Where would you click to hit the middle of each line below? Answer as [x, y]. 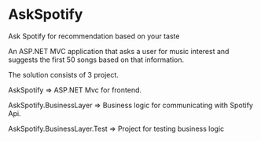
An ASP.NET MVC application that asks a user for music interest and [119, 51]
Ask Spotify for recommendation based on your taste [94, 36]
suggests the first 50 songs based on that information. [96, 60]
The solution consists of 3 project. [64, 74]
